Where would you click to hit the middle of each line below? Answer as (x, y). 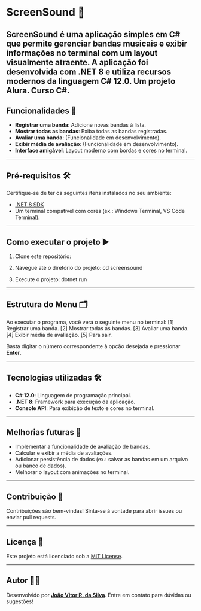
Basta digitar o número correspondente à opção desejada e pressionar (93, 346)
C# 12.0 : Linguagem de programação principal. (73, 395)
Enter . (14, 352)
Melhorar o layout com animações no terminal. (72, 472)
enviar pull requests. (31, 518)
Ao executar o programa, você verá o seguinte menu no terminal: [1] (90, 322)
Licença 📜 (25, 542)
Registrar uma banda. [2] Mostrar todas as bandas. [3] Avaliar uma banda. (98, 328)
